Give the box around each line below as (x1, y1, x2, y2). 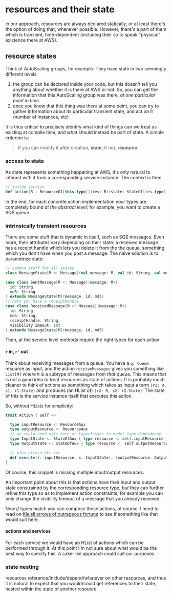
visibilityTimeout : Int (10, 323, 60, 328)
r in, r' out (5, 348, 28, 355)
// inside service (5, 184, 45, 190)
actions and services (5, 528, 51, 534)
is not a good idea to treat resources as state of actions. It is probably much (5, 376, 165, 382)
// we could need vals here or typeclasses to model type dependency (10, 432, 161, 437)
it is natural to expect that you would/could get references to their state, (5, 581, 157, 587)
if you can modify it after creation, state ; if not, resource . (17, 144, 139, 151)
